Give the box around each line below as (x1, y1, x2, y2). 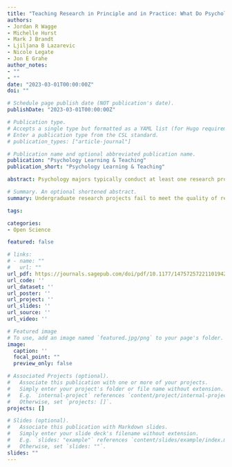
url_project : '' (7, 296, 54, 303)
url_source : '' (7, 309, 51, 316)
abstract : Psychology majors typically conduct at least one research (7, 176, 215, 183)
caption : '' (13, 347, 48, 354)
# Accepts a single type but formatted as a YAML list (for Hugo (7, 125, 199, 132)
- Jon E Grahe (7, 55, 48, 62)
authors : (7, 17, 32, 24)
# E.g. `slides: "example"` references (7, 437, 128, 443)
